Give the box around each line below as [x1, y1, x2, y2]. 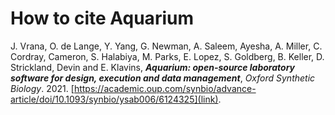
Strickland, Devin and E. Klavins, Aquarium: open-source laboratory [10, 61, 295, 73]
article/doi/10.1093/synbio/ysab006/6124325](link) [10, 93, 219, 105]
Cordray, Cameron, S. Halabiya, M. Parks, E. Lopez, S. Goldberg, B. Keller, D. [10, 50, 325, 62]
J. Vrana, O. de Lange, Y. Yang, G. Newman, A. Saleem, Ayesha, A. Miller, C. [10, 40, 323, 52]
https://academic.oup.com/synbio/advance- [73, 82, 257, 94]
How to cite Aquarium [10, 7, 194, 30]
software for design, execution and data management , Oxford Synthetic [10, 72, 316, 84]
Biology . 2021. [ [10, 82, 75, 94]
